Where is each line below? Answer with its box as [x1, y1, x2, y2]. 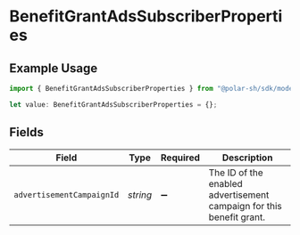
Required [160, 151, 201, 164]
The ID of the [208, 166, 263, 179]
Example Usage [9, 61, 98, 76]
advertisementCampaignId [13, 190, 120, 199]
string [128, 189, 153, 201]
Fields [9, 125, 45, 140]
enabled [208, 177, 243, 190]
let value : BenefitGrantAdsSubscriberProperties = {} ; [9, 100, 218, 109]
